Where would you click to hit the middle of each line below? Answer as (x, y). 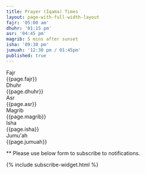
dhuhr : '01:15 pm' (29, 28)
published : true (26, 56)
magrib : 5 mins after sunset (42, 39)
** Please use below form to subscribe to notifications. (73, 153)
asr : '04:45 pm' (26, 34)
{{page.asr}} (21, 104)
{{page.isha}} (23, 129)
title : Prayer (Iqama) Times (42, 12)
